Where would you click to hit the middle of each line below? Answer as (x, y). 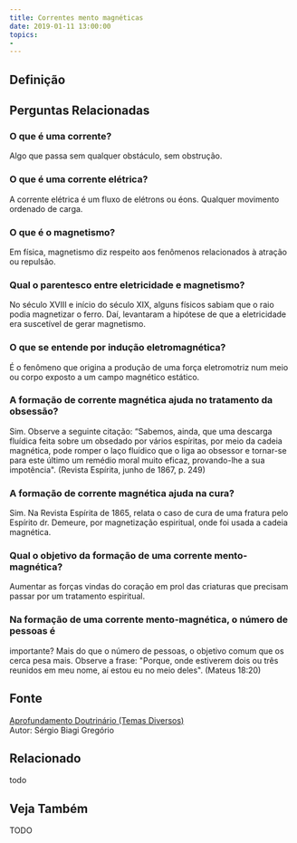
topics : (24, 34)
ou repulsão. (33, 261)
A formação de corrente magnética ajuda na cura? (122, 493)
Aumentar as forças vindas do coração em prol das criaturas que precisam (149, 587)
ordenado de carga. (46, 208)
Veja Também (49, 808)
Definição (38, 79)
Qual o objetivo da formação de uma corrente (111, 556)
